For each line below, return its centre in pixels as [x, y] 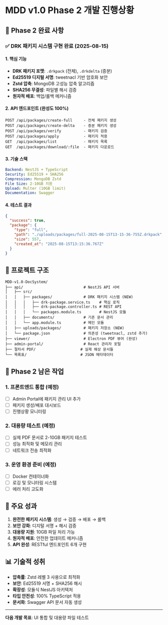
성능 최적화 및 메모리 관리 [37, 444]
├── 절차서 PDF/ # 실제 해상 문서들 [59, 349]
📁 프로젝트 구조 [27, 270]
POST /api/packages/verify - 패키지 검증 [56, 131]
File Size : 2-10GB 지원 [29, 184]
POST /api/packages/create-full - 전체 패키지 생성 [61, 120]
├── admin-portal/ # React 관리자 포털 [63, 344]
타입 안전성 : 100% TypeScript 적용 [46, 596]
